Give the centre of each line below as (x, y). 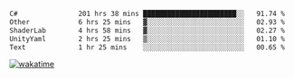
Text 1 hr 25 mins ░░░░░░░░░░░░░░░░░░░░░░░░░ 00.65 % (147, 47)
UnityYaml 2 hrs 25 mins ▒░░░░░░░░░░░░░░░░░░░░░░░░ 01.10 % (147, 39)
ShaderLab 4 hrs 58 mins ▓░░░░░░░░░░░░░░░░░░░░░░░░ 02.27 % (147, 30)
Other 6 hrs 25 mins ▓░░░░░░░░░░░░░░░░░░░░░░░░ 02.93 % (147, 22)
